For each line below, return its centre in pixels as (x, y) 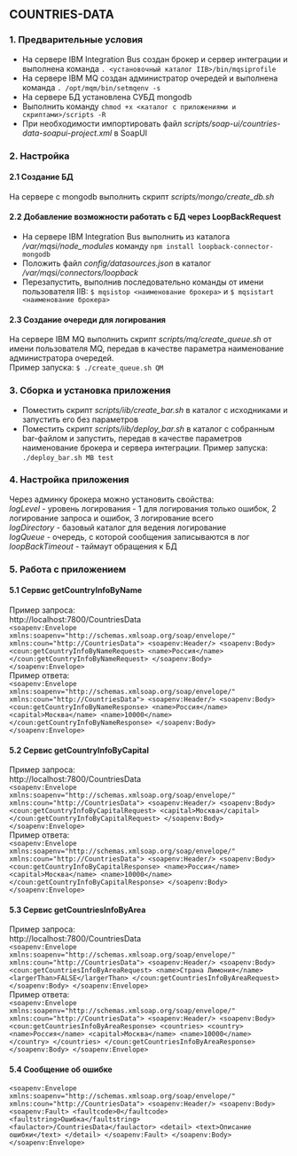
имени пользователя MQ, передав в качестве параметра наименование (147, 348)
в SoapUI (131, 133)
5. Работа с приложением (68, 569)
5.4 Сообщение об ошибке (61, 1069)
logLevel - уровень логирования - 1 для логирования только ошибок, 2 (143, 508)
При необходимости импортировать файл (102, 123)
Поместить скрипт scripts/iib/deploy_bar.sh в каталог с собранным (148, 428)
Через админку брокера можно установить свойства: (112, 499)
